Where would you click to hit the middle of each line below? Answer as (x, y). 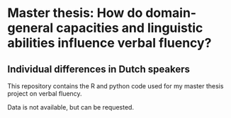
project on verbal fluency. (45, 94)
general (30, 28)
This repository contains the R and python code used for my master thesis (115, 86)
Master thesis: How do (75, 13)
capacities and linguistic (129, 28)
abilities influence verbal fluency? (109, 43)
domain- (171, 13)
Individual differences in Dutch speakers (98, 69)
